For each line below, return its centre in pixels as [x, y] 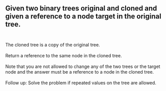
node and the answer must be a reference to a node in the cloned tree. [80, 72]
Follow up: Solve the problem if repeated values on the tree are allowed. [81, 83]
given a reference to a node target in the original [84, 17]
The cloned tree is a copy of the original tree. [53, 44]
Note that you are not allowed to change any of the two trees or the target [83, 66]
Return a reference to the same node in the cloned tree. [64, 55]
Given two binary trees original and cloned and [81, 8]
